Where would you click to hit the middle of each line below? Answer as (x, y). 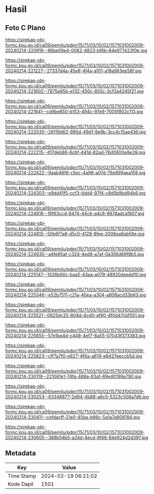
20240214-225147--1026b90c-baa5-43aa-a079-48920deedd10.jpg (76, 275)
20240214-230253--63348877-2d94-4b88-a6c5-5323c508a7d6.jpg (77, 397)
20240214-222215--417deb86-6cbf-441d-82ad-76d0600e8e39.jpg (75, 152)
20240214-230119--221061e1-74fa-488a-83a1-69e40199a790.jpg (73, 376)
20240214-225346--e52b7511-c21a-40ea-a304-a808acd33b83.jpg (76, 295)
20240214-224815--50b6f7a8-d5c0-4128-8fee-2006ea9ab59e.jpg (75, 234)
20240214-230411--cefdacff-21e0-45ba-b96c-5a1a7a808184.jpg (72, 417)
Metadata (21, 453)
